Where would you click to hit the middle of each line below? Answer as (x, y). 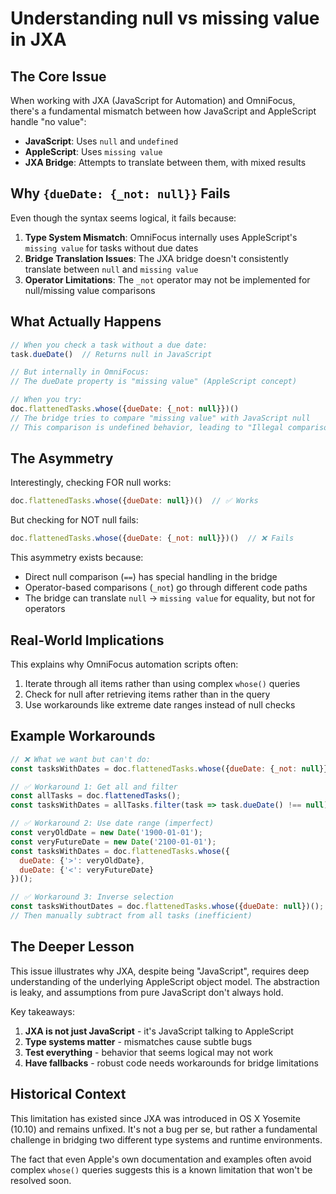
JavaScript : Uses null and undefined (101, 141)
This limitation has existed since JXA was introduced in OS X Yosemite (155, 1118)
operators (45, 609)
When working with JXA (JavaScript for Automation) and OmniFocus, (153, 100)
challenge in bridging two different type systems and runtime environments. (166, 1139)
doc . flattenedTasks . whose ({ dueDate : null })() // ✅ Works (134, 501)
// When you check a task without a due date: (109, 345)
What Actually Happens (86, 322)
